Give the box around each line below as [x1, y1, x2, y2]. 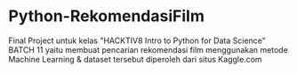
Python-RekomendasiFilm [8, 6, 205, 26]
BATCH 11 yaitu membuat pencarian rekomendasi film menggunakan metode [8, 44, 288, 55]
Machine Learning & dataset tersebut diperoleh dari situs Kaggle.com [8, 54, 263, 64]
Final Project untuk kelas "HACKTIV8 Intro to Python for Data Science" [8, 35, 266, 46]
